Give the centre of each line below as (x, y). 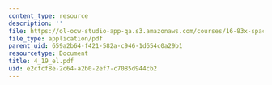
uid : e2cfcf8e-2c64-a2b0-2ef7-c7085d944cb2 (83, 69)
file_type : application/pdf (56, 38)
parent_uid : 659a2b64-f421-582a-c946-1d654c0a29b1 (96, 46)
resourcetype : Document (49, 53)
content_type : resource (49, 16)
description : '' (36, 23)
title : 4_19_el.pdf (41, 62)
